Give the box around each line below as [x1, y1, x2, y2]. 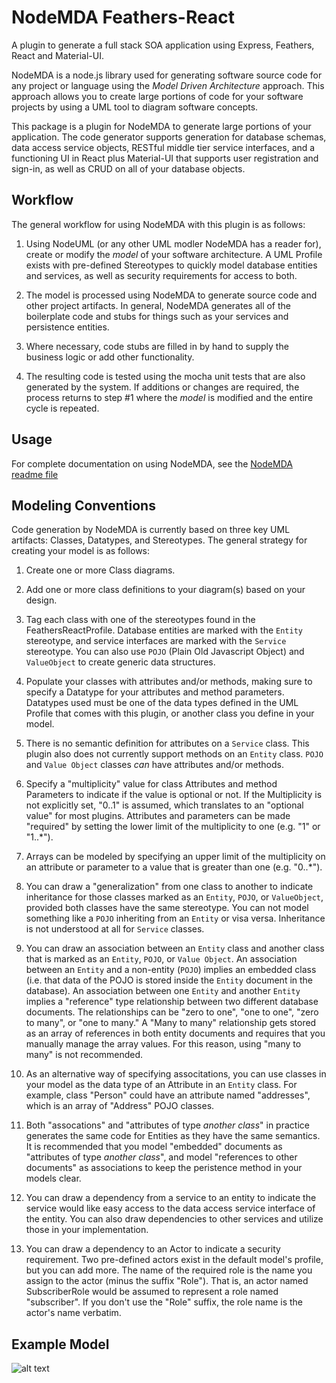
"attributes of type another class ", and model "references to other [25, 1151, 298, 1163]
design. [25, 594, 58, 606]
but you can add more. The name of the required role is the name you [25, 1264, 313, 1276]
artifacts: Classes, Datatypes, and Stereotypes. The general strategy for [11, 534, 308, 546]
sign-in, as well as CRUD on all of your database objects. [11, 162, 246, 175]
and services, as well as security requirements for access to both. [25, 269, 298, 281]
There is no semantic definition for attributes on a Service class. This [25, 737, 310, 750]
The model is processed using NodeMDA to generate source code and [25, 289, 318, 301]
